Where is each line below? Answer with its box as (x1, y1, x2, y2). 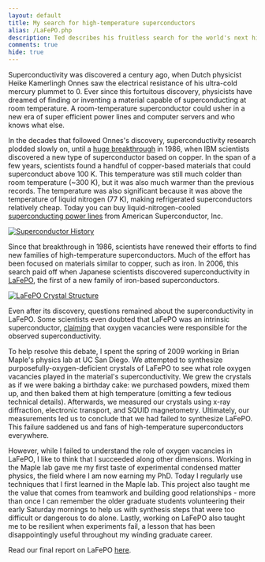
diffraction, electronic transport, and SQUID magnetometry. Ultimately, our (8, 405, 250, 415)
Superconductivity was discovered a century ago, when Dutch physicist (8, 70, 242, 79)
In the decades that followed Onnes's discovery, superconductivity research (8, 136, 256, 145)
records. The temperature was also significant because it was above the (8, 187, 243, 195)
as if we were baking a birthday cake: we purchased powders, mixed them (8, 380, 250, 390)
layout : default (8, 11, 62, 20)
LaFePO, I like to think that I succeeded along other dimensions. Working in (8, 455, 252, 463)
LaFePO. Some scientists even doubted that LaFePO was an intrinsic (8, 315, 230, 324)
